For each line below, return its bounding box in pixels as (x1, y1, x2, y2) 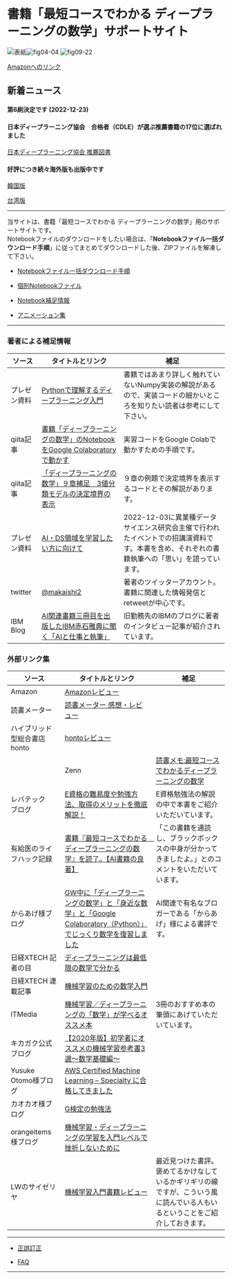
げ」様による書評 (155, 918, 211, 928)
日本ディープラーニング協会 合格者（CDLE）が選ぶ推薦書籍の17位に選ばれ (7, 123, 222, 131)
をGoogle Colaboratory (41, 444, 117, 454)
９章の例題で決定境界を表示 (123, 473, 214, 483)
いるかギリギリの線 (155, 1177, 219, 1186)
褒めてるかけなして (155, 1166, 218, 1176)
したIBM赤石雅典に (48, 621, 110, 631)
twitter (10, 587, 32, 597)
